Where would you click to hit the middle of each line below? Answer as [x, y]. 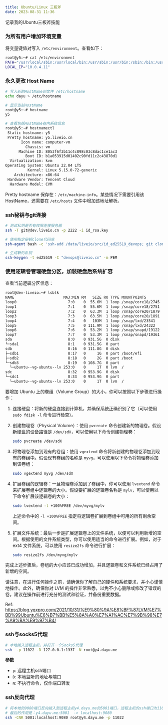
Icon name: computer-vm [45, 142]
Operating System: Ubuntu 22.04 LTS [43, 165]
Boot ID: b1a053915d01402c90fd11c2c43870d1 [71, 156]
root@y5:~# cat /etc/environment [40, 58]
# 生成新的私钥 [19, 253]
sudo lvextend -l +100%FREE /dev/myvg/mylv [58, 506]
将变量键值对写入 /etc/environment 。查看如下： [54, 48]
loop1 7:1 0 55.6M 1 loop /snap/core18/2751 [82, 307]
